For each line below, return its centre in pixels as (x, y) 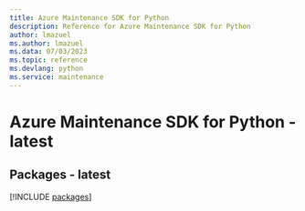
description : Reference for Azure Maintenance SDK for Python (130, 26)
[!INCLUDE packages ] (51, 196)
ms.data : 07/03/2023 (49, 52)
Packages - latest (60, 175)
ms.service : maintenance (57, 77)
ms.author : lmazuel (47, 43)
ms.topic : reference (49, 60)
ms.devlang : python (47, 69)
